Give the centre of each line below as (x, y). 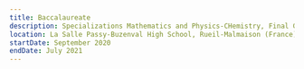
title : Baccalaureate (50, 17)
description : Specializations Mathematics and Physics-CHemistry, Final (149, 26)
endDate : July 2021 (46, 51)
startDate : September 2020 (60, 43)
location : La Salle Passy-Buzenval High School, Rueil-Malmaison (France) (153, 34)
